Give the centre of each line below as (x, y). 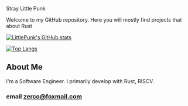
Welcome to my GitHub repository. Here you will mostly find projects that (94, 20)
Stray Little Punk (26, 8)
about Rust (19, 26)
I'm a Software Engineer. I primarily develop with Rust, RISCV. (80, 81)
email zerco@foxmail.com (44, 96)
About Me (24, 67)
